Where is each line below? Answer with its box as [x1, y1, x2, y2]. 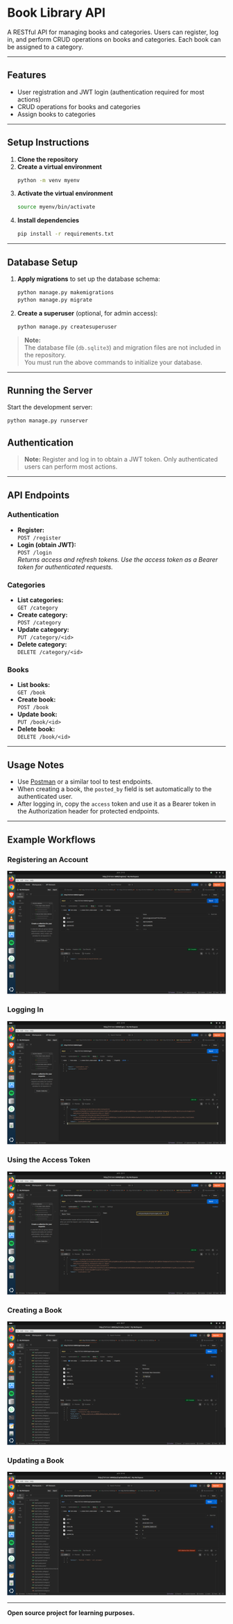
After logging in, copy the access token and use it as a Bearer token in [17, 799, 216, 808]
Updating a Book [7, 1455, 64, 1465]
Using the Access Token [7, 1155, 91, 1165]
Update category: [17, 626, 69, 634]
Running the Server [7, 384, 93, 397]
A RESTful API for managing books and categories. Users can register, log [7, 28, 219, 36]
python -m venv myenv [17, 177, 80, 184]
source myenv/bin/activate [17, 204, 96, 211]
